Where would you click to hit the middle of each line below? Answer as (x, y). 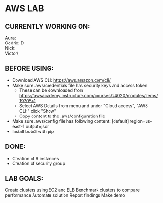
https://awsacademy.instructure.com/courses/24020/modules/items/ (89, 95)
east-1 (18, 126)
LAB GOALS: (24, 179)
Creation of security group (39, 163)
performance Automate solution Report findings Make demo (65, 195)
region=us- (141, 121)
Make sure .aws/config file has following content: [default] (70, 121)
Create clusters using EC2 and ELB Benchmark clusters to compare (72, 190)
